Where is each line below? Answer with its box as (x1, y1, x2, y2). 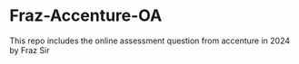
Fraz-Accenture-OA (9, 5, 163, 26)
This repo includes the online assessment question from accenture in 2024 (9, 35, 291, 46)
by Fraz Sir (9, 44, 50, 55)
